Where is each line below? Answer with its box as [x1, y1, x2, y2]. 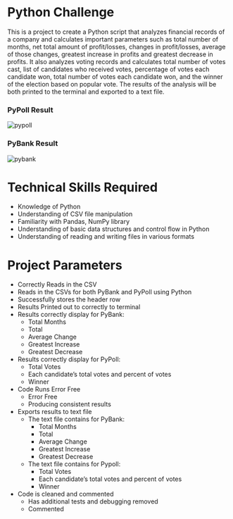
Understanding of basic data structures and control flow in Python [17, 225, 210, 233]
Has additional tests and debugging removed [27, 497, 158, 506]
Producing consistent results [27, 400, 111, 408]
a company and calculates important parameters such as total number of [7, 35, 219, 43]
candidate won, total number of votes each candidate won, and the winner [7, 72, 223, 81]
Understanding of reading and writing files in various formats [17, 232, 195, 241]
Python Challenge [7, 4, 115, 20]
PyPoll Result [7, 105, 54, 115]
